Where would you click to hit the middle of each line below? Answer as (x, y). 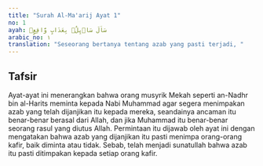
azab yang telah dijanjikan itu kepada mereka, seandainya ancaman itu (122, 111)
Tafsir (23, 76)
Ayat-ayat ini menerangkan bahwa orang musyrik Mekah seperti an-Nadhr (128, 95)
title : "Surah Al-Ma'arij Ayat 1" (65, 15)
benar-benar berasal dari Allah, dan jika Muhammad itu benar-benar (118, 120)
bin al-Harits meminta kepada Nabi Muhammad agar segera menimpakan (126, 103)
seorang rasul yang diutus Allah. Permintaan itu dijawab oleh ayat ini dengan (131, 128)
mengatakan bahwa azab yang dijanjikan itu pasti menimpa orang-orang (125, 136)
